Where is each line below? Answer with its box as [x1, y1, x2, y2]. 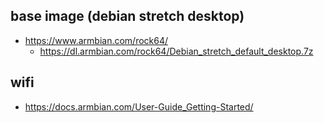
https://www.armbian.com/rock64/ [24, 34, 169, 46]
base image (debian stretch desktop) [10, 8, 245, 25]
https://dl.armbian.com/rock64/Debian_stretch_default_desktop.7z [39, 45, 314, 57]
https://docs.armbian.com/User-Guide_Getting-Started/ [24, 100, 254, 113]
